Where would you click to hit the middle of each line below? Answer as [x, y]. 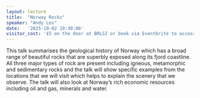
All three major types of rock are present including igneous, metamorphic [96, 64]
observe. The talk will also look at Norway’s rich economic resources [90, 82]
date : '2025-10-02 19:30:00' [45, 28]
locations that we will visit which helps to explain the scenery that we [91, 76]
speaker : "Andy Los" [32, 23]
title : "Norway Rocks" [36, 17]
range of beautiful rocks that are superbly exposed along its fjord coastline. [99, 57]
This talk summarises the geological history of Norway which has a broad [96, 50]
